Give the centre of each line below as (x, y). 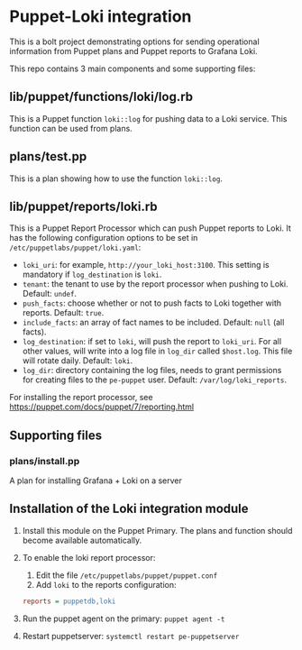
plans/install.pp (45, 461)
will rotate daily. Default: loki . (78, 361)
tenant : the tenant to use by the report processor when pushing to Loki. (155, 284)
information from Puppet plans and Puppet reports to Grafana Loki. (134, 50)
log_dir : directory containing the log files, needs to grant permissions (152, 371)
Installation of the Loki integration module (129, 509)
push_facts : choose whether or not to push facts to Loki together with (152, 303)
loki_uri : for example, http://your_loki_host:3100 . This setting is (146, 265)
